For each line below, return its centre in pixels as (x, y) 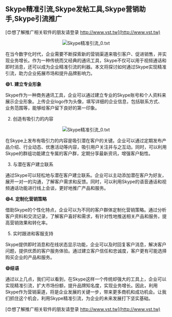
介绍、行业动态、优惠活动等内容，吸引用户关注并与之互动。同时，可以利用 (88, 147)
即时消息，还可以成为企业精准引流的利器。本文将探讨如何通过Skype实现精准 (86, 67)
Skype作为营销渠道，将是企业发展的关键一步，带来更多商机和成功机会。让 (84, 292)
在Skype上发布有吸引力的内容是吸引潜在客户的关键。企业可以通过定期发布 (84, 141)
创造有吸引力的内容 (33, 118)
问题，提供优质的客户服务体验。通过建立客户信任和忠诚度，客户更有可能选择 (86, 251)
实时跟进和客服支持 (33, 233)
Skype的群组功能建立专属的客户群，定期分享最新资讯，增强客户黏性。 (79, 153)
